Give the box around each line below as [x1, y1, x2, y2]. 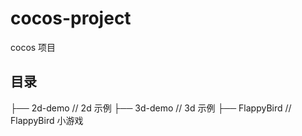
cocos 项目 [10, 41, 57, 53]
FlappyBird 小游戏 [10, 114, 84, 126]
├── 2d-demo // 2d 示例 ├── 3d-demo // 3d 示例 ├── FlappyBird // [10, 102, 292, 114]
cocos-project [10, 7, 132, 30]
